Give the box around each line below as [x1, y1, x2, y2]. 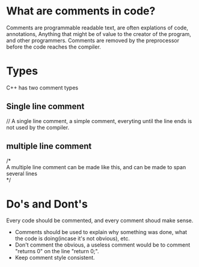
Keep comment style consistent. [14, 254, 95, 262]
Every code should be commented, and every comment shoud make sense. [6, 217, 194, 224]
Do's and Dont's [6, 197, 88, 211]
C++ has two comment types [6, 84, 79, 91]
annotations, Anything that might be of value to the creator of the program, [6, 30, 191, 37]
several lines [6, 170, 38, 177]
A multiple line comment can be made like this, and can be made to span [6, 163, 186, 170]
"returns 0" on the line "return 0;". [14, 248, 99, 255]
